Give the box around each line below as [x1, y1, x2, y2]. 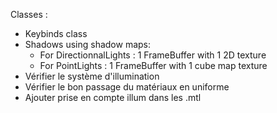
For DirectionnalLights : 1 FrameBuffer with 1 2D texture [39, 49, 267, 61]
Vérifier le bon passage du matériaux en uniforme [24, 81, 230, 93]
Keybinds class [24, 28, 88, 39]
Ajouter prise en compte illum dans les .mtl [24, 92, 202, 103]
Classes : [10, 9, 48, 20]
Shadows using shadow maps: [24, 39, 152, 50]
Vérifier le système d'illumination [24, 70, 160, 82]
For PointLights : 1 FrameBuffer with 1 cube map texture [39, 60, 268, 71]
